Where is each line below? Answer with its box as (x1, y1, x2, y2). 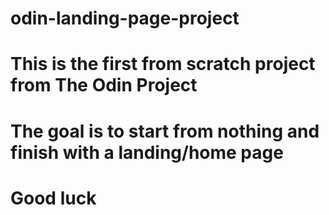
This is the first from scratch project (10, 53, 316, 76)
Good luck (10, 187, 97, 209)
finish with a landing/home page (10, 141, 284, 164)
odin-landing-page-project (10, 7, 240, 30)
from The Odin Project (10, 74, 198, 97)
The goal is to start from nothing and (10, 120, 320, 142)
